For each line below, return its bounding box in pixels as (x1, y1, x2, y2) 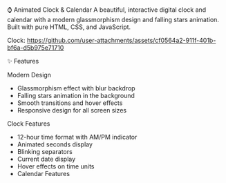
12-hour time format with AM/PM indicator (17, 133, 138, 141)
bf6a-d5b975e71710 (7, 44, 64, 52)
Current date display (17, 155, 76, 163)
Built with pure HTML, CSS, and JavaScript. (7, 23, 131, 31)
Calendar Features (17, 170, 70, 177)
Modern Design (7, 71, 52, 79)
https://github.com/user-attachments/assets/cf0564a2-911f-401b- (26, 37, 216, 44)
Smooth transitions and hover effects (17, 99, 123, 107)
